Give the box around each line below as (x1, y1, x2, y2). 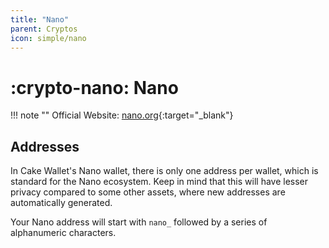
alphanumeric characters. (10, 227, 117, 239)
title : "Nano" (10, 14, 70, 25)
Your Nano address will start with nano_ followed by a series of (10, 216, 268, 228)
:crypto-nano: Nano (10, 76, 179, 99)
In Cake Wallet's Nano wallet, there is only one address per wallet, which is (10, 165, 319, 177)
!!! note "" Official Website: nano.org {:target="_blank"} (10, 109, 234, 121)
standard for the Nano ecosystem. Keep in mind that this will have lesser (10, 176, 309, 188)
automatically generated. (10, 197, 113, 209)
